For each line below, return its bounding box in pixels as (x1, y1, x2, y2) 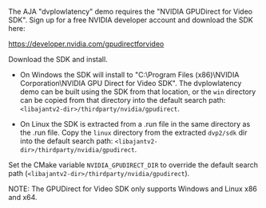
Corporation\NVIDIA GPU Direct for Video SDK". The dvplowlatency (19, 79, 242, 88)
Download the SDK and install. (8, 55, 108, 64)
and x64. (8, 193, 38, 202)
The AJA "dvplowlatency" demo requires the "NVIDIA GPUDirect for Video (8, 7, 253, 16)
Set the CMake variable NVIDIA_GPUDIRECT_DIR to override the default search (8, 160, 258, 170)
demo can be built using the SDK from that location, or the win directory (19, 87, 256, 96)
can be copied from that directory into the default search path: (19, 96, 226, 104)
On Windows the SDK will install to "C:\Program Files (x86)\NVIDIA (19, 70, 240, 79)
